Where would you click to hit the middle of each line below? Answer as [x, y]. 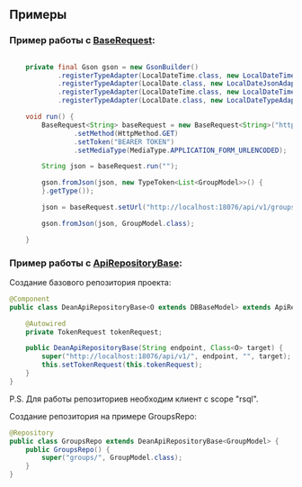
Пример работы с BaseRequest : [82, 41]
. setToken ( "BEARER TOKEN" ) [124, 142]
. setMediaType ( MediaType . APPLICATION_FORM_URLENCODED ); [180, 150]
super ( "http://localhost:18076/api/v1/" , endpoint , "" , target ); [167, 356]
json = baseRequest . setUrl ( [94, 207]
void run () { [50, 117]
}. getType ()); [68, 191]
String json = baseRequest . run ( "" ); [110, 167]
